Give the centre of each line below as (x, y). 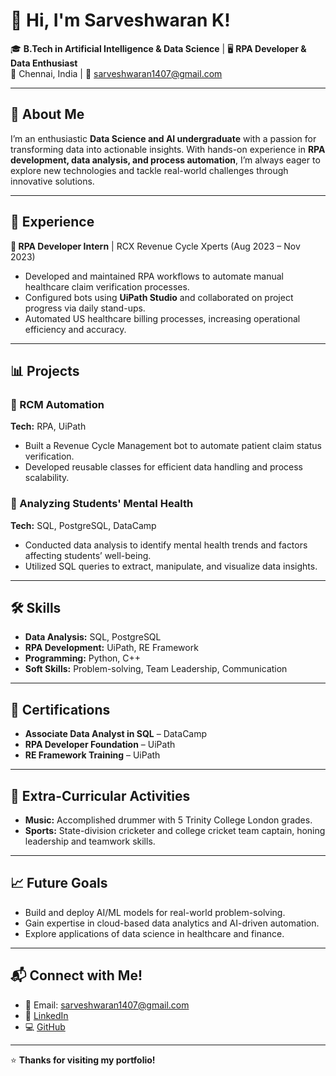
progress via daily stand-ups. (85, 308)
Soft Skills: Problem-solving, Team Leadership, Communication (156, 669)
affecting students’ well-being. (88, 555)
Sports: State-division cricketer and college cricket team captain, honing (175, 830)
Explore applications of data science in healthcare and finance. (154, 933)
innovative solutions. (52, 181)
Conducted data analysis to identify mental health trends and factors (166, 545)
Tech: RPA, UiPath (48, 426)
